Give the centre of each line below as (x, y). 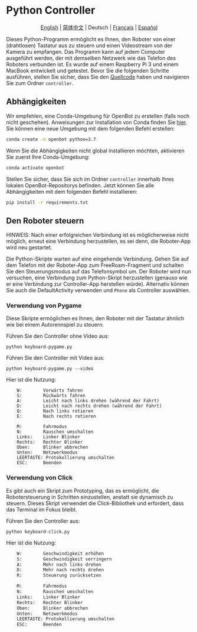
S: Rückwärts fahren (51, 396)
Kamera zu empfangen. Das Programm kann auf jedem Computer (86, 51)
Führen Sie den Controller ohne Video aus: (58, 336)
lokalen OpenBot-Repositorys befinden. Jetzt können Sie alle (80, 185)
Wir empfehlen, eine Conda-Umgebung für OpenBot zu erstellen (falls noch (98, 116)
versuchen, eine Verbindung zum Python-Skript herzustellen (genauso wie (97, 278)
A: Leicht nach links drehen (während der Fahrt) (88, 401)
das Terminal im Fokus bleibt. (42, 509)
